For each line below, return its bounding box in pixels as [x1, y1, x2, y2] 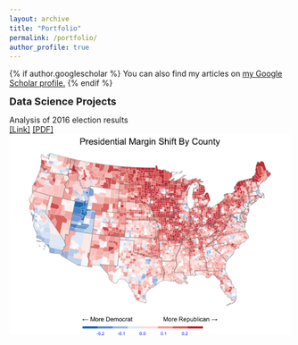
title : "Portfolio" [9, 23, 82, 33]
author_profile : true [9, 43, 90, 52]
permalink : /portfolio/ [9, 33, 98, 42]
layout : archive [9, 14, 70, 23]
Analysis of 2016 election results [9, 114, 129, 125]
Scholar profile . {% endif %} [9, 78, 113, 88]
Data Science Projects [9, 95, 117, 108]
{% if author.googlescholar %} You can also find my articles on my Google [9, 68, 283, 80]
